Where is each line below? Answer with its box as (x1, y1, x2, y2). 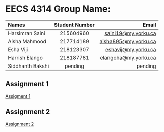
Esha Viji (8, 46, 28, 53)
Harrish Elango (8, 54, 43, 61)
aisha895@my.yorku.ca (99, 38, 156, 45)
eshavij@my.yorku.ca (105, 46, 156, 53)
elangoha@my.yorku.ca (100, 54, 156, 61)
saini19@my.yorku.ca (104, 30, 156, 37)
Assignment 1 (5, 80, 49, 88)
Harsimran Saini (8, 30, 45, 37)
